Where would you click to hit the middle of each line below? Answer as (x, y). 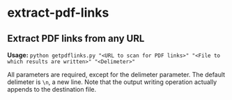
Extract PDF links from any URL (76, 39)
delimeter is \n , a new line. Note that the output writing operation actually (112, 82)
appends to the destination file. (52, 89)
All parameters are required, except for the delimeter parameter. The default (116, 75)
